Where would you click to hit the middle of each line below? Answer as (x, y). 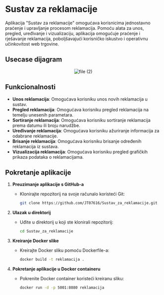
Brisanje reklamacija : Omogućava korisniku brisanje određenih (77, 141)
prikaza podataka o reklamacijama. (48, 157)
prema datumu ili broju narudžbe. (46, 125)
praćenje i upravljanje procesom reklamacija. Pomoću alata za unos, (75, 28)
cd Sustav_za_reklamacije (46, 232)
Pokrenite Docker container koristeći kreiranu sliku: (72, 278)
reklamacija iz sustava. (35, 146)
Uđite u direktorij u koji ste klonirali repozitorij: (66, 222)
